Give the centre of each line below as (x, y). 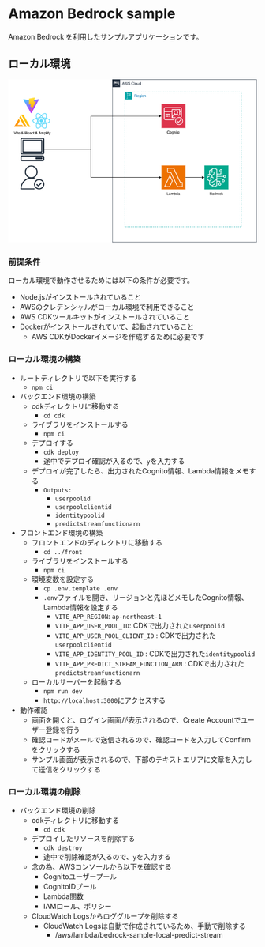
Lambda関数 (63, 896)
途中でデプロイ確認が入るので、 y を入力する (114, 461)
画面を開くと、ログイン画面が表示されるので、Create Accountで (136, 719)
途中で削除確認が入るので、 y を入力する (107, 857)
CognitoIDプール (70, 887)
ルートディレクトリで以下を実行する (78, 378)
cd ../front (63, 552)
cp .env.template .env (80, 589)
